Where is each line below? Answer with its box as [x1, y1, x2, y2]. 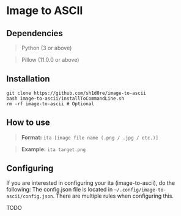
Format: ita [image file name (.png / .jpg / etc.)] [21, 133, 159, 141]
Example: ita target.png [21, 145, 86, 153]
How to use [6, 117, 50, 128]
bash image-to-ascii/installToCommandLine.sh [6, 95, 124, 102]
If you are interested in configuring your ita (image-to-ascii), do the [6, 179, 175, 187]
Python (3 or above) [21, 44, 72, 51]
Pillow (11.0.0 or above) [21, 56, 79, 63]
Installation [6, 74, 50, 84]
